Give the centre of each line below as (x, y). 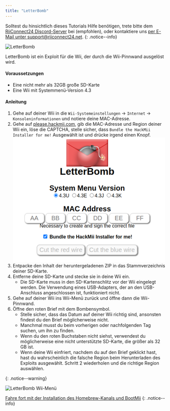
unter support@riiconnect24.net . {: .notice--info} (66, 37)
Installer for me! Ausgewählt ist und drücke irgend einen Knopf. (82, 135)
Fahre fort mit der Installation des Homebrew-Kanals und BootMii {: (75, 398)
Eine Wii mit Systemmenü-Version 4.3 (52, 90)
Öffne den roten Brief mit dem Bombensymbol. (61, 309)
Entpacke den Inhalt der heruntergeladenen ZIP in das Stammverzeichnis (89, 266)
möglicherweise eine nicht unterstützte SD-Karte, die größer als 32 (90, 342)
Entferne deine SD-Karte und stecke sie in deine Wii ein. (71, 277)
